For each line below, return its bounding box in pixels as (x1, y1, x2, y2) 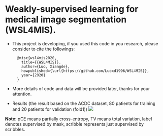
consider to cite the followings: (12, 46, 75, 52)
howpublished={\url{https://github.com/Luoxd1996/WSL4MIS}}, (21, 68, 149, 73)
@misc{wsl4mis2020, (17, 55, 57, 60)
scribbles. (5, 126, 26, 132)
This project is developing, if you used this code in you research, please (12, 40, 159, 46)
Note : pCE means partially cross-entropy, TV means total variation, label (5, 116, 152, 122)
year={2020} (21, 72, 46, 77)
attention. (12, 91, 32, 97)
